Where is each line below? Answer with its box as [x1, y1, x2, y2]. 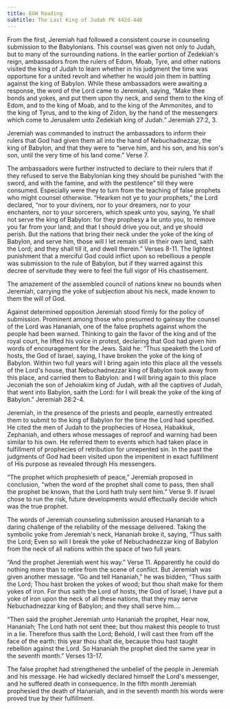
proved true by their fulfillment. [7, 694, 95, 702]
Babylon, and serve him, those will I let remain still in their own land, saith [7, 237, 214, 245]
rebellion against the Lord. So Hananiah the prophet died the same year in [7, 644, 216, 653]
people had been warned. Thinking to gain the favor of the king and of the [7, 329, 216, 337]
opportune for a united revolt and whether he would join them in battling [7, 71, 211, 80]
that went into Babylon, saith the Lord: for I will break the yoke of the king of [7, 387, 222, 396]
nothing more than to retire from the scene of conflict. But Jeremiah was [7, 565, 211, 574]
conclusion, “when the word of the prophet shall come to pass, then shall [7, 480, 214, 488]
